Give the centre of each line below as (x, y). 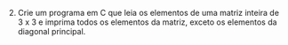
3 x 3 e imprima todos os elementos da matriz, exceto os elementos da (147, 22)
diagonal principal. (52, 31)
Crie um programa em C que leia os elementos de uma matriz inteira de (148, 13)
